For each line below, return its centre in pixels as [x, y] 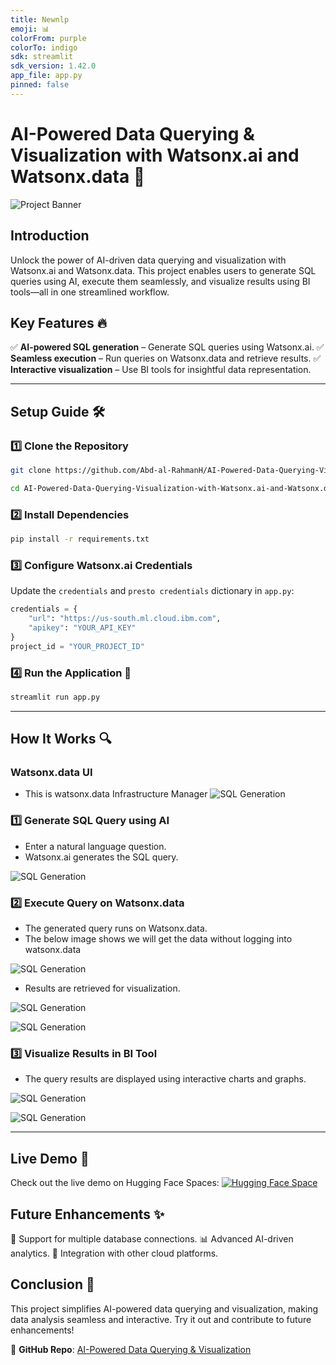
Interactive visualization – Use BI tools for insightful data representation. [161, 370]
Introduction [50, 236]
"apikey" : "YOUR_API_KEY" [82, 627]
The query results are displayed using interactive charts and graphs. [165, 1079]
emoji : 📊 [30, 29]
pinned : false [40, 85]
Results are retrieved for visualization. [102, 988]
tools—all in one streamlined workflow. [90, 292]
